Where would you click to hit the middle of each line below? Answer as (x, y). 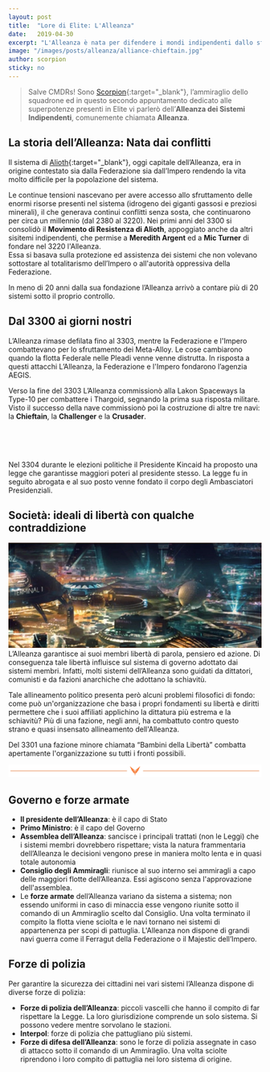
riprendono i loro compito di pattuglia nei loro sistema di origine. (126, 1059)
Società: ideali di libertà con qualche (101, 515)
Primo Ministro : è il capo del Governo (82, 827)
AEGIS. (20, 375)
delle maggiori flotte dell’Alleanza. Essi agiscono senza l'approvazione (136, 879)
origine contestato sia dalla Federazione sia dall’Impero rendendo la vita (127, 171)
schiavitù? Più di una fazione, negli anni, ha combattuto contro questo (124, 721)
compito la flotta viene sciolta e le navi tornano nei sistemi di (120, 922)
